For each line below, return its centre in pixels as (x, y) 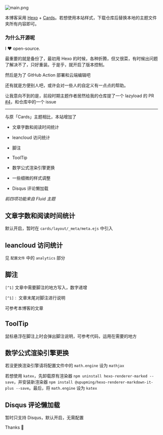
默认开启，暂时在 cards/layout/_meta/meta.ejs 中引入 (59, 228)
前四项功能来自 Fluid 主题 (30, 199)
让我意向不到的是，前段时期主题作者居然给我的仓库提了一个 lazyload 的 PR (80, 96)
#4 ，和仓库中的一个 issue (31, 102)
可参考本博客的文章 (24, 308)
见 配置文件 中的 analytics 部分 (35, 257)
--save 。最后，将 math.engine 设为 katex (57, 388)
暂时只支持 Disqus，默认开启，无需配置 (44, 418)
